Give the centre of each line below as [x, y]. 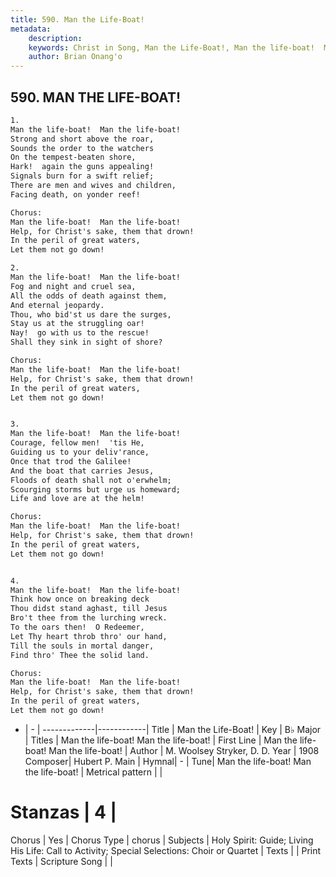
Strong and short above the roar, [82, 139]
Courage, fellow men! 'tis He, [77, 443]
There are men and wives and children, [93, 186]
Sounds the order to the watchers [82, 148]
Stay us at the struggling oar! [77, 324]
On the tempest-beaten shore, [73, 157]
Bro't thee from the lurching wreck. [89, 618]
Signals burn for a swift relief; [82, 176]
